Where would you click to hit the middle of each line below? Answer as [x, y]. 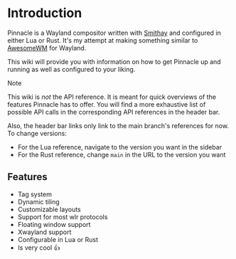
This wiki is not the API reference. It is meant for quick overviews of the [112, 97]
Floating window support [54, 224]
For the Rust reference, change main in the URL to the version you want [122, 154]
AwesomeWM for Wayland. [47, 48]
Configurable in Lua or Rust [58, 239]
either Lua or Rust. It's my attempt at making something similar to [103, 40]
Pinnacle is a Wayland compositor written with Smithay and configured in [114, 33]
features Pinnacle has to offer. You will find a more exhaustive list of [107, 104]
